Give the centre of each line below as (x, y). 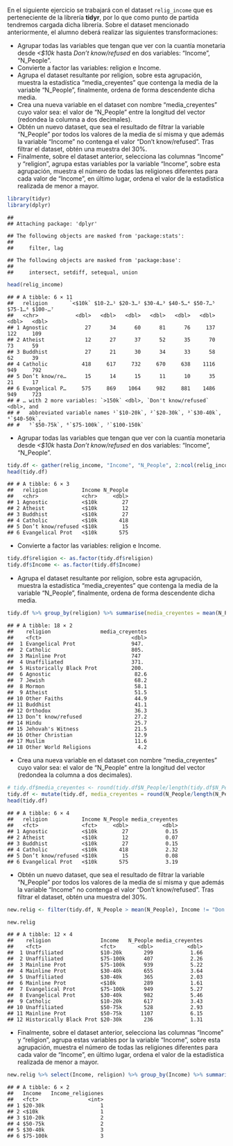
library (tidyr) (29, 199)
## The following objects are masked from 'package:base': (94, 260)
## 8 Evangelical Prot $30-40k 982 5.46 (105, 996)
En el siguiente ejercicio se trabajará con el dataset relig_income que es (110, 10)
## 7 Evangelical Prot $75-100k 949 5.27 (105, 990)
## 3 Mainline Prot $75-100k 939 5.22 (105, 965)
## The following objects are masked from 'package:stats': (96, 236)
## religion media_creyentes (77, 632)
